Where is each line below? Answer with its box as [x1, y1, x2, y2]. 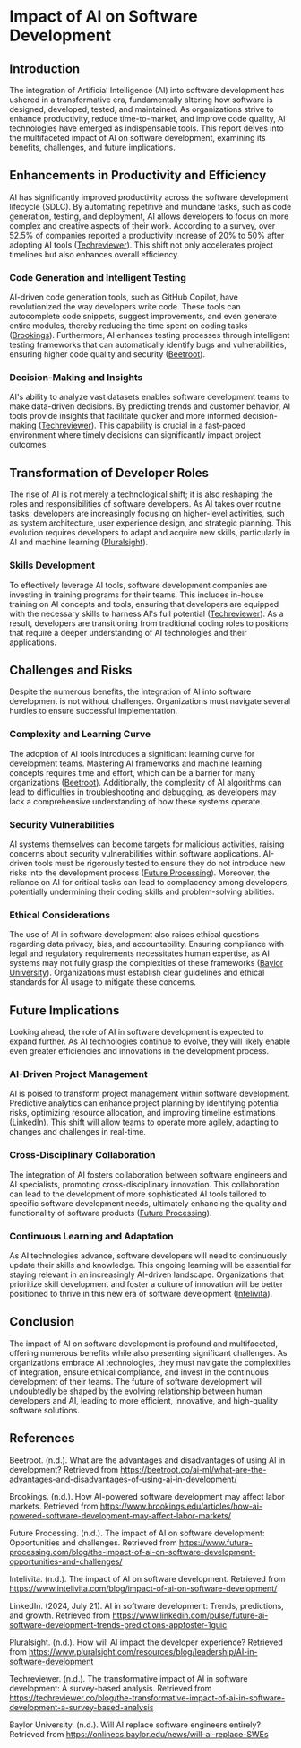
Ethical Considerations [9, 909, 110, 921]
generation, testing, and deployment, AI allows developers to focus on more [9, 211, 289, 222]
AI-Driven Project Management [9, 1067, 148, 1080]
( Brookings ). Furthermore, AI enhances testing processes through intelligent [9, 330, 290, 341]
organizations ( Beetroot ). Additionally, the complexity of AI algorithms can [9, 777, 282, 787]
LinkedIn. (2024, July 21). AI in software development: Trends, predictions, [9, 1600, 284, 1611]
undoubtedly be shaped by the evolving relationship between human [9, 1386, 262, 1396]
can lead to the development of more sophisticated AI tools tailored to [9, 1188, 267, 1199]
